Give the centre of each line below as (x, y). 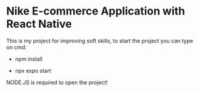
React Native (39, 24)
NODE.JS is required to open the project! (57, 82)
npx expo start (33, 70)
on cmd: (17, 47)
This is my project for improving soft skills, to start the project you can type (100, 41)
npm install (29, 59)
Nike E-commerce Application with (96, 11)
